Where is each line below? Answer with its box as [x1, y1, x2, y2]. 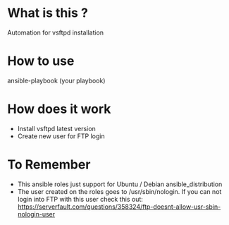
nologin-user [17, 209, 56, 218]
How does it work [7, 101, 111, 117]
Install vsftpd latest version [17, 124, 97, 133]
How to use [7, 53, 75, 69]
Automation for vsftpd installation [7, 28, 104, 37]
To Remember [7, 157, 91, 172]
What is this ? [7, 5, 88, 21]
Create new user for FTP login [17, 132, 105, 140]
